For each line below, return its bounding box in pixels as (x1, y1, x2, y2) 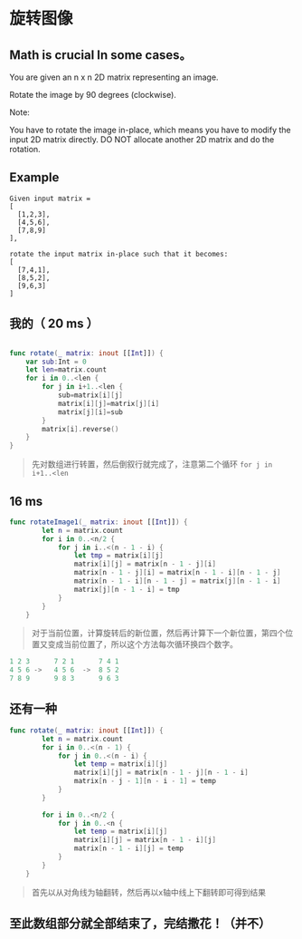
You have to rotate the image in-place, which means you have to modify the (9, 124, 291, 135)
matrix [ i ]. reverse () (42, 424, 119, 433)
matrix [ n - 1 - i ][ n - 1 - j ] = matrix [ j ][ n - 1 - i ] (73, 576, 282, 586)
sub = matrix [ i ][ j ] (57, 391, 124, 400)
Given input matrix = (9, 194, 91, 203)
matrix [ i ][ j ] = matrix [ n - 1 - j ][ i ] (73, 559, 217, 569)
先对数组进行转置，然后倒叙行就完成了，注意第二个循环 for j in (31, 459, 273, 469)
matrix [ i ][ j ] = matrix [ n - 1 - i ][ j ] (73, 836, 217, 845)
